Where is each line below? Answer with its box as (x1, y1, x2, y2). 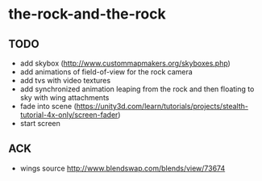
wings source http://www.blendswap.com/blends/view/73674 (19, 163, 226, 173)
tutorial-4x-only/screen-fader (19, 110, 119, 120)
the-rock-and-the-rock (8, 5, 167, 23)
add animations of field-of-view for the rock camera (19, 67, 193, 77)
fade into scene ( (19, 102, 77, 111)
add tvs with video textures (19, 76, 111, 85)
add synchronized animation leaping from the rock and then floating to (19, 84, 255, 94)
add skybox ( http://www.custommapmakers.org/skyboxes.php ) (19, 58, 231, 68)
